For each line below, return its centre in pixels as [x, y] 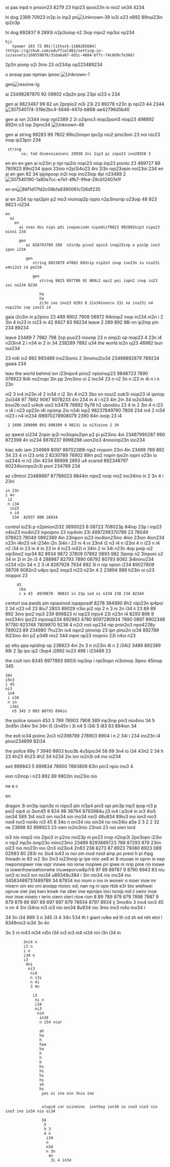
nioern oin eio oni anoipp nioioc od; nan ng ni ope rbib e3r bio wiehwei [79, 886]
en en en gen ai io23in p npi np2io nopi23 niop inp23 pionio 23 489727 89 [83, 163]
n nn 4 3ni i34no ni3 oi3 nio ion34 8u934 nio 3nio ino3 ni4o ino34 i [75, 907]
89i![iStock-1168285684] [70, 46]
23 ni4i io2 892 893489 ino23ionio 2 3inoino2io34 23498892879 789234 [82, 358]
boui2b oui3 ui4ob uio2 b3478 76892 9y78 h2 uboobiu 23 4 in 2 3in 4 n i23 [84, 405]
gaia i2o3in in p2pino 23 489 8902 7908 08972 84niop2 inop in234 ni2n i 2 [84, 317]
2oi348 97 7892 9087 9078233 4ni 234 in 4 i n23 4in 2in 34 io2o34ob [79, 400]
